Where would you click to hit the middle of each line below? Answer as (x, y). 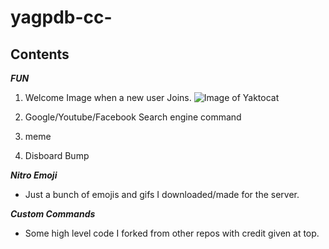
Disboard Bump (57, 155)
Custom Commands (53, 214)
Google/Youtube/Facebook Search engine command (133, 117)
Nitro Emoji (34, 175)
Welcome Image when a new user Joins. (108, 97)
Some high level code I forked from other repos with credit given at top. (172, 233)
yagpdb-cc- (61, 17)
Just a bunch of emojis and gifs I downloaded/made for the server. (162, 194)
